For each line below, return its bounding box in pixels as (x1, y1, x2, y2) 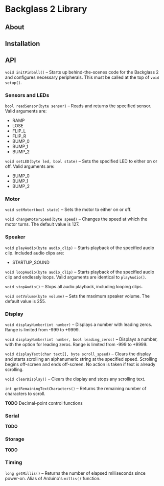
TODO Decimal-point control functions (5, 400, 83, 406)
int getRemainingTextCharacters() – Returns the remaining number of (5, 385, 147, 391)
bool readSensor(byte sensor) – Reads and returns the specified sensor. (5, 103, 152, 109)
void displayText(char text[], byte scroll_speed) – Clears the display (5, 351, 151, 357)
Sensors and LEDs (5, 92, 49, 98)
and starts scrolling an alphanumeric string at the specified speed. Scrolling (5, 356, 158, 362)
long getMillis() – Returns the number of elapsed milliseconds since (5, 470, 146, 476)
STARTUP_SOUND (12, 259, 50, 265)
